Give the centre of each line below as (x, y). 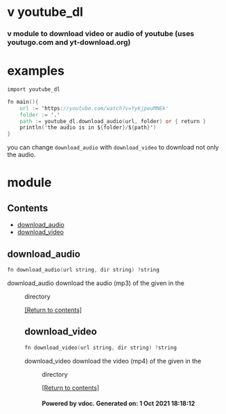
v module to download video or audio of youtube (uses (101, 34)
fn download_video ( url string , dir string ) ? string (101, 348)
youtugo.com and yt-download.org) (69, 42)
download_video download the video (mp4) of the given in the (113, 361)
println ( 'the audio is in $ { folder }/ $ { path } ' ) (88, 128)
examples (36, 71)
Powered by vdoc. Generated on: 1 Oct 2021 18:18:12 (119, 404)
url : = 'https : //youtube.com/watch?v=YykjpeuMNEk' (94, 108)
